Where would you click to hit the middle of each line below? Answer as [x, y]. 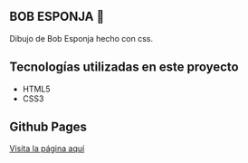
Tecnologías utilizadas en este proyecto [124, 67]
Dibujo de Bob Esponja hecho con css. [81, 38]
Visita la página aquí [47, 149]
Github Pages [48, 127]
